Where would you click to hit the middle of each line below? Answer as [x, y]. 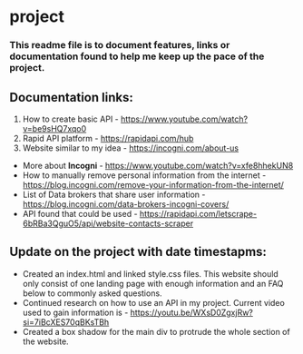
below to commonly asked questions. [92, 293]
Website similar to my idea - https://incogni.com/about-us [131, 148]
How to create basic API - [71, 119]
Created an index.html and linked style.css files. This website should [150, 273]
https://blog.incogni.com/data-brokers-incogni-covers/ [126, 204]
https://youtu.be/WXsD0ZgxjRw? [192, 312]
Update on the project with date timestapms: [138, 252]
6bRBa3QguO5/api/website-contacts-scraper [108, 223]
